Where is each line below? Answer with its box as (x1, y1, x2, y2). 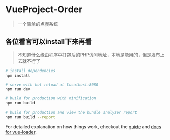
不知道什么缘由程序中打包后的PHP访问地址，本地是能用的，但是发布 (17, 52, 161, 58)
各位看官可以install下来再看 (5, 37, 92, 46)
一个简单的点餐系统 (17, 21, 58, 27)
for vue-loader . (5, 129, 37, 135)
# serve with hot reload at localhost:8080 (5, 82, 99, 87)
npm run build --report (5, 114, 56, 120)
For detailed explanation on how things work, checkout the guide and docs (5, 123, 161, 130)
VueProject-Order (5, 4, 83, 15)
